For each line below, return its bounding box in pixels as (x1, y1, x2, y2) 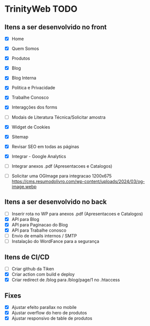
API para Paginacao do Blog (11, 221, 68, 228)
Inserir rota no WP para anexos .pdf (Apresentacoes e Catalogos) (11, 211, 143, 217)
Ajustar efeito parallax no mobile (11, 304, 77, 310)
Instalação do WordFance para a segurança (11, 239, 99, 244)
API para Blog (11, 216, 39, 222)
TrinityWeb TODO (4, 3, 77, 15)
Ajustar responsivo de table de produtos (11, 315, 93, 321)
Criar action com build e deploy (11, 271, 75, 277)
